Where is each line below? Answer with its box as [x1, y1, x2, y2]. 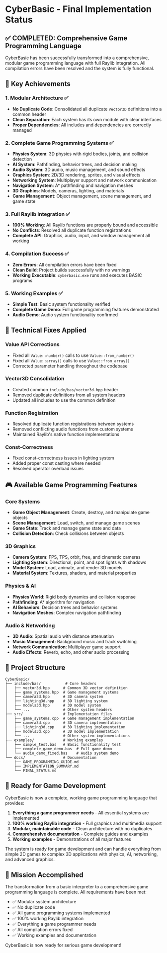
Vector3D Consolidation [5, 375, 65, 382]
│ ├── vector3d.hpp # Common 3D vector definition [5, 685, 128, 691]
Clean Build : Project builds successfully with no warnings [12, 267, 131, 273]
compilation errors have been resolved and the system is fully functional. [5, 66, 155, 71]
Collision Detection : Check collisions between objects [12, 530, 124, 536]
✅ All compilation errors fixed [12, 927, 73, 933]
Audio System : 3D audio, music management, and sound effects [12, 167, 146, 173]
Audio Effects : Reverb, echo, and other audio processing [12, 649, 130, 655]
